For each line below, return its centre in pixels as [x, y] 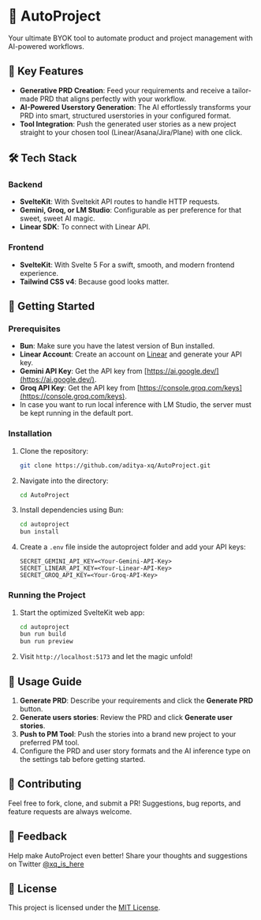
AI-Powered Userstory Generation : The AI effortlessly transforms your [135, 107]
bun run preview [46, 642]
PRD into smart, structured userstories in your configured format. [125, 115]
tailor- [242, 90]
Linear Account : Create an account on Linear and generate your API [130, 354]
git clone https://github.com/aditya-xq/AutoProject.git [115, 466]
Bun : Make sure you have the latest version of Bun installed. [117, 346]
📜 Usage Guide [45, 682]
